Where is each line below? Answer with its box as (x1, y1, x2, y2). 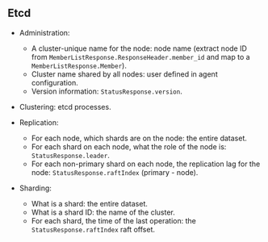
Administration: (19, 27, 70, 37)
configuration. (31, 77, 78, 87)
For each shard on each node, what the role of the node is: (31, 141, 227, 152)
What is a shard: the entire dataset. (31, 198, 149, 208)
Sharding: (19, 183, 52, 193)
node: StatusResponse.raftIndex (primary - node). (31, 167, 199, 177)
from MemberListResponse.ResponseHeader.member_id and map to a (31, 52, 251, 61)
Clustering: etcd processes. (19, 102, 111, 111)
